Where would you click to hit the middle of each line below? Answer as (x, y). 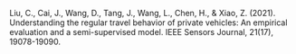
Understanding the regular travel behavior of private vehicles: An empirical (148, 22)
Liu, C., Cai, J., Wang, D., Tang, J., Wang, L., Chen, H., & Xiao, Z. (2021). (143, 13)
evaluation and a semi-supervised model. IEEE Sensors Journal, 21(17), (142, 32)
